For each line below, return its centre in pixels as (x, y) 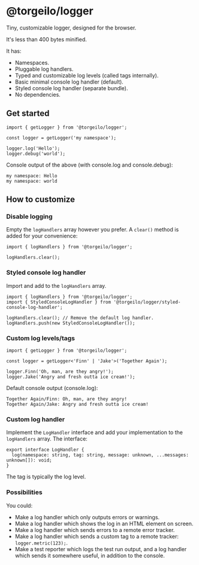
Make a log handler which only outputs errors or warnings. (87, 517)
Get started (28, 113)
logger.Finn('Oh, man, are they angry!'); (60, 372)
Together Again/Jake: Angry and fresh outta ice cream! (77, 405)
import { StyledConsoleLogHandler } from (59, 302)
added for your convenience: (42, 236)
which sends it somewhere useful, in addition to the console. (90, 555)
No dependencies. (38, 94)
